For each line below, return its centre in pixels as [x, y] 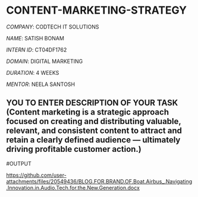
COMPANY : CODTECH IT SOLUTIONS [53, 27]
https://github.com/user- [36, 175]
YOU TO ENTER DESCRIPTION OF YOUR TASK [92, 103]
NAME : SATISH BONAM [35, 38]
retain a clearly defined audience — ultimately [93, 140]
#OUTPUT [19, 163]
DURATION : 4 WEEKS [33, 72]
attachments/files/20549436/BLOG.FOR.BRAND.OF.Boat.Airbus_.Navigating [99, 181]
